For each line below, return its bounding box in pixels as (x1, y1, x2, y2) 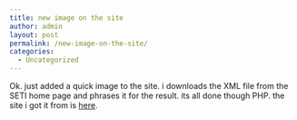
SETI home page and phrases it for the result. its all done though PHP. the (9, 90, 285, 101)
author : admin (9, 22, 64, 31)
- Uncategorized (17, 55, 79, 65)
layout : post (9, 30, 59, 39)
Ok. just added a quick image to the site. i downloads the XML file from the (9, 81, 289, 91)
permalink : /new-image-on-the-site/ (9, 38, 148, 48)
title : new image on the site (9, 13, 124, 23)
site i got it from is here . (9, 100, 98, 110)
